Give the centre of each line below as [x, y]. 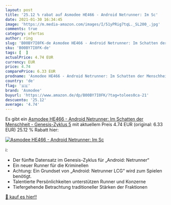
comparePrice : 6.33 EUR [31, 72]
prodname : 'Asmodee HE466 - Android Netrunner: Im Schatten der [75, 76]
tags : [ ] [17, 52]
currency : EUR [20, 62]
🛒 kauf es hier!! [21, 197]
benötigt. [22, 177]
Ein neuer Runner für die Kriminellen [51, 165]
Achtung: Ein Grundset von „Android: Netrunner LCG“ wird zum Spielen [87, 171]
